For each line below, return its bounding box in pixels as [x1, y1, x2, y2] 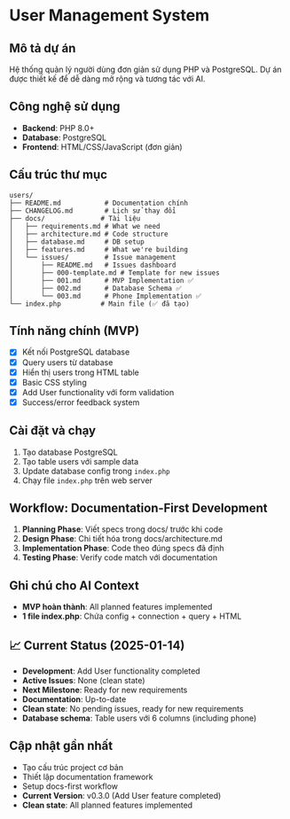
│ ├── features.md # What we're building [9, 245, 189, 253]
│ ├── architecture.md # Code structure [9, 230, 169, 238]
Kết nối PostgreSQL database [21, 347, 130, 357]
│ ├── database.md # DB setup [9, 237, 145, 246]
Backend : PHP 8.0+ [21, 122, 95, 133]
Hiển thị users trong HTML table [21, 367, 139, 378]
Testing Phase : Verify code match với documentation [21, 552, 218, 563]
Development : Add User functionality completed [21, 666, 201, 676]
